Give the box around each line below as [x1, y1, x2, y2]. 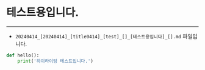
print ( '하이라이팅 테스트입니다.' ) [17, 58, 93, 64]
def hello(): [6, 52, 40, 58]
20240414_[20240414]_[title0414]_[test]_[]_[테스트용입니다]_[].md [15, 33, 182, 40]
